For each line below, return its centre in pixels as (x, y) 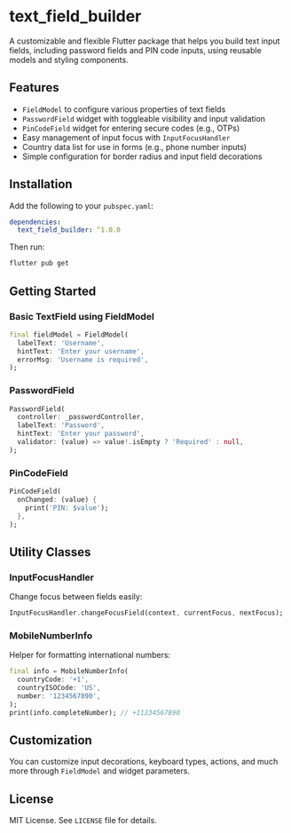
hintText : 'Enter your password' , (81, 434)
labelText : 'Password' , (61, 425)
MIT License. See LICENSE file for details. (83, 821)
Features (34, 87)
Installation (41, 184)
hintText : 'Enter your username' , (81, 351)
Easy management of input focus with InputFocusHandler (126, 137)
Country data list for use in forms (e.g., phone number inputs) (134, 147)
